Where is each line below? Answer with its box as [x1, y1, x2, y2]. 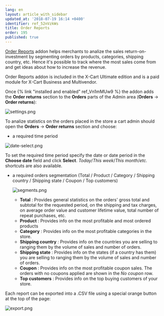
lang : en [5, 7, 23, 12]
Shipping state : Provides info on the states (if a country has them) [19, 249, 157, 255]
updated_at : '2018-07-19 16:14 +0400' [5, 16, 85, 21]
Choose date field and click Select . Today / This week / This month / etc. [5, 157, 148, 163]
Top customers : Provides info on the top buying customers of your [19, 275, 158, 281]
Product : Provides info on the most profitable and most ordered [19, 218, 151, 224]
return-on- [124, 48, 147, 54]
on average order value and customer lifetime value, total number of [19, 207, 159, 213]
